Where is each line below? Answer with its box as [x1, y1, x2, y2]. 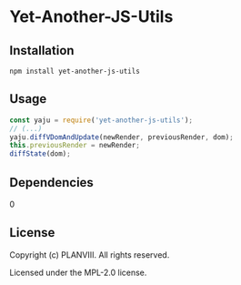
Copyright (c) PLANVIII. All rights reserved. [9, 249, 170, 260]
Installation [9, 43, 75, 58]
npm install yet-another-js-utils [9, 66, 141, 76]
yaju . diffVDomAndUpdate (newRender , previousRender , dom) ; [9, 132, 234, 142]
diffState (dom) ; [9, 149, 71, 158]
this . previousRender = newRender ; [9, 141, 141, 150]
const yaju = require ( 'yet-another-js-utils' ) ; [9, 116, 194, 125]
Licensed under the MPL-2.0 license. [9, 267, 147, 278]
